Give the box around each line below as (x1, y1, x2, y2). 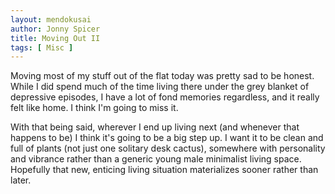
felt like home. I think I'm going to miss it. (10, 102, 179, 114)
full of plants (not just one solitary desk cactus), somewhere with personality (10, 142, 326, 155)
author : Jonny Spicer (10, 24, 101, 34)
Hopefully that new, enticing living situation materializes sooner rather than (10, 164, 319, 176)
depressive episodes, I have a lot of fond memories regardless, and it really (10, 91, 320, 103)
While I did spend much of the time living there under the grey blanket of (10, 81, 310, 93)
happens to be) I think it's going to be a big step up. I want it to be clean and (10, 132, 324, 144)
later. (10, 174, 32, 186)
